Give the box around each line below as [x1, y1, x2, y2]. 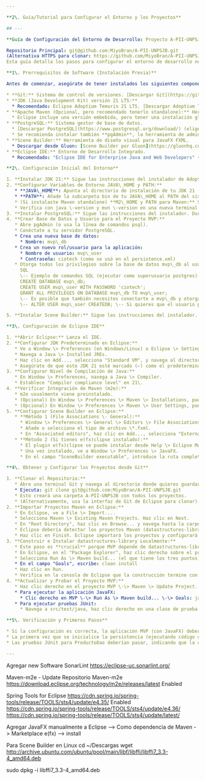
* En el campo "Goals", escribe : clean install [14, 561, 138, 567]
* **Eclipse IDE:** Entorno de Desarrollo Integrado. [6, 148, 146, 155]
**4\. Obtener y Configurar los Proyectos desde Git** [6, 465, 149, 471]
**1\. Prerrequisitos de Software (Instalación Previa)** [6, 70, 157, 76]
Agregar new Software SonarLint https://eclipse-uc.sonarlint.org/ [6, 662, 170, 669]
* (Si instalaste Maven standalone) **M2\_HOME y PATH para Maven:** [14, 199, 195, 205]
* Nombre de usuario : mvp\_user [20, 250, 103, 257]
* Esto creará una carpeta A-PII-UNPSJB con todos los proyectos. [14, 492, 187, 498]
